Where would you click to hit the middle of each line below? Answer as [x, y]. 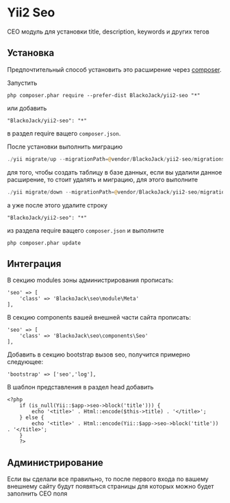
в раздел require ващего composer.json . [64, 133]
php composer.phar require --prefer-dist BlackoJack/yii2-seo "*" [104, 95]
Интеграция [34, 264]
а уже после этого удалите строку [57, 205]
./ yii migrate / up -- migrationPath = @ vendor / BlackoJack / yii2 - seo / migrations [116, 159]
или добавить [27, 108]
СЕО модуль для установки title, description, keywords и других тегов [108, 31]
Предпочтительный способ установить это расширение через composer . [114, 69]
